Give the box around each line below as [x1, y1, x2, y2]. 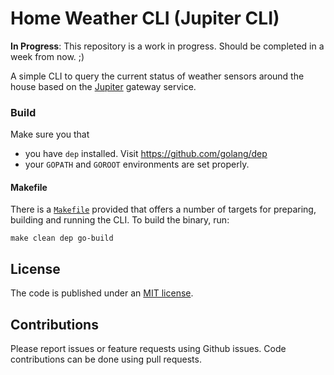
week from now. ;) [10, 50, 85, 62]
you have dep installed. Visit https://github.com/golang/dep [24, 148, 268, 160]
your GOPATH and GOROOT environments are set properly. [24, 158, 250, 171]
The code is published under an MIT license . [10, 287, 194, 299]
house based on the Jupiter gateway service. [10, 80, 197, 92]
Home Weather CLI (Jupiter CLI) [10, 7, 280, 30]
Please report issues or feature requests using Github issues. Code [10, 343, 287, 355]
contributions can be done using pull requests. [10, 353, 202, 366]
